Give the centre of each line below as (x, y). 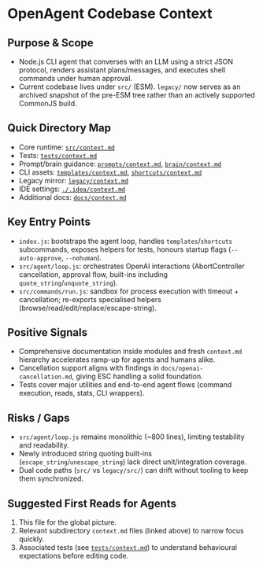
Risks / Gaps (39, 418)
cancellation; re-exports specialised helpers (90, 299)
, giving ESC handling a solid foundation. (138, 376)
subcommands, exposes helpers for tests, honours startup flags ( (125, 249)
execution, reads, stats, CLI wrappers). (81, 393)
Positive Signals (48, 332)
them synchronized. (51, 479)
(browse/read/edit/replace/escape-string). (87, 308)
